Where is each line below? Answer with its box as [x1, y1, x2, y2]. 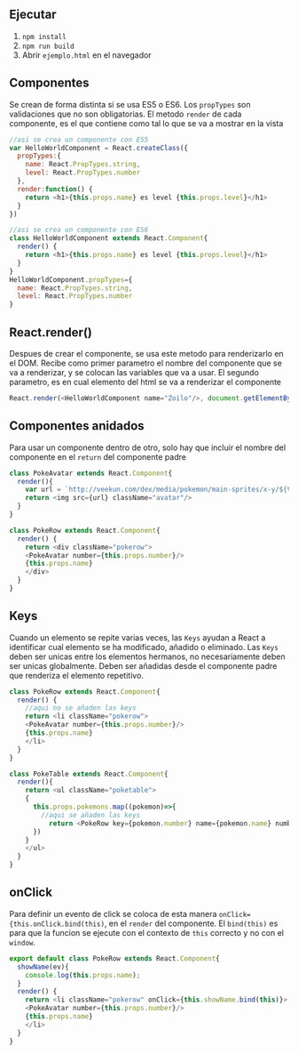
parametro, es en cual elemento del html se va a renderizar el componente [9, 376, 282, 387]
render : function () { [17, 184, 93, 194]
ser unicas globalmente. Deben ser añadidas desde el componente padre [9, 660, 278, 671]
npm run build [21, 42, 74, 51]
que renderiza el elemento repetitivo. [9, 670, 145, 680]
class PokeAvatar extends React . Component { [9, 469, 173, 478]
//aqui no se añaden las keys [25, 704, 137, 712]
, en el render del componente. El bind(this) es [104, 918, 278, 929]
